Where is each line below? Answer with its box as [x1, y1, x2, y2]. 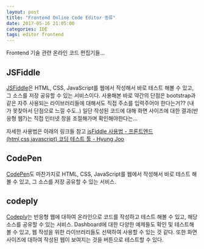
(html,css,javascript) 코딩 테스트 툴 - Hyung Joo [6, 135, 125, 142]
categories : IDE [6, 26, 47, 32]
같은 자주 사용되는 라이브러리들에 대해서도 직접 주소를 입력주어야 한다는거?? [6, 99, 186, 107]
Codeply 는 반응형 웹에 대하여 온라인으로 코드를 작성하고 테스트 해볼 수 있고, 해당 [6, 213, 198, 220]
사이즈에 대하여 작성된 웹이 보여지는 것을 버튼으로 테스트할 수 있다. [6, 236, 164, 243]
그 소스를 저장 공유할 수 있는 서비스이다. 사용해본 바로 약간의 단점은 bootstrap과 [6, 92, 196, 99]
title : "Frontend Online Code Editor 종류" [6, 15, 116, 21]
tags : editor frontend [6, 32, 64, 38]
